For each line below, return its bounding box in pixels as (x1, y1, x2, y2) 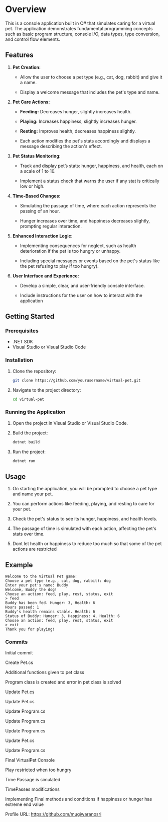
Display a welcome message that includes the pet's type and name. (20, 89, 160, 95)
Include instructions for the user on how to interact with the (20, 292, 143, 298)
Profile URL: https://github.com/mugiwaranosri (5, 811, 102, 817)
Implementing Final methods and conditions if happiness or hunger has (5, 796, 152, 802)
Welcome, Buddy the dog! (5, 587, 57, 592)
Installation (5, 356, 34, 363)
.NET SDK (12, 339, 34, 345)
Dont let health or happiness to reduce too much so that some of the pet (12, 541, 162, 547)
